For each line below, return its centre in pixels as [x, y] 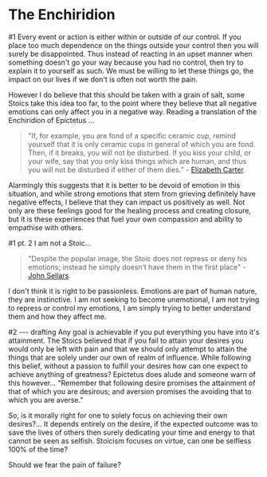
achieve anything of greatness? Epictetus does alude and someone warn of [132, 374]
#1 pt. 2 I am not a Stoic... [50, 243]
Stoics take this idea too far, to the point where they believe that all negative [133, 103]
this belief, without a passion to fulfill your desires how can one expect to [128, 366]
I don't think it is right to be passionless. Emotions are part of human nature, [133, 291]
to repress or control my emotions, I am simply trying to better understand [130, 308]
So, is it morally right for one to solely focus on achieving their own [118, 415]
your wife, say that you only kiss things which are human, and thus [137, 161]
